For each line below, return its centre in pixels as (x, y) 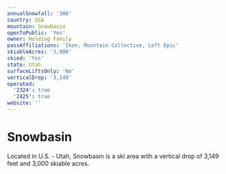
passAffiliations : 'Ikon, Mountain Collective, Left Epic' (93, 45)
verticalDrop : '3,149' (39, 77)
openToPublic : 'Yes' (37, 33)
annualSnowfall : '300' (39, 13)
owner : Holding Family (39, 39)
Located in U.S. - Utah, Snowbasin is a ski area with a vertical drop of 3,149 (113, 156)
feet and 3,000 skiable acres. (48, 163)
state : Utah (24, 65)
